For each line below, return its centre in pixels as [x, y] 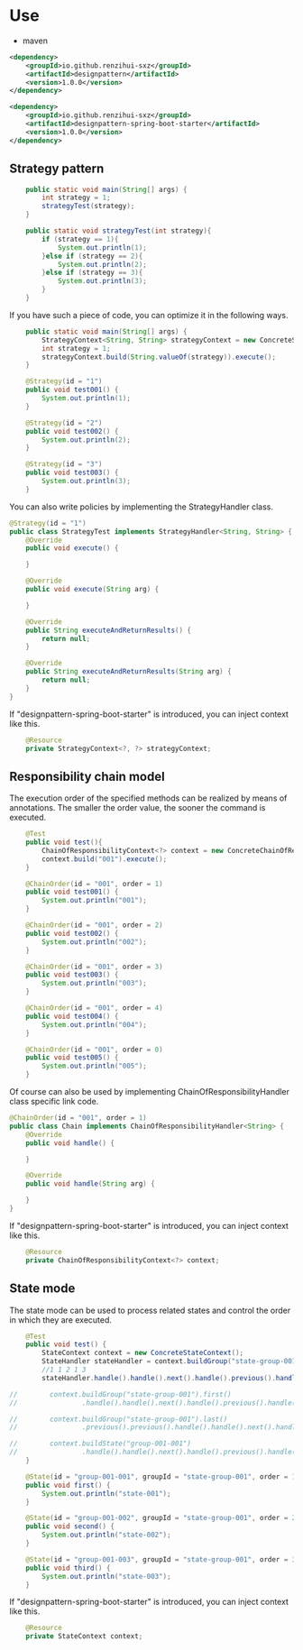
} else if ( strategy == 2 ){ [92, 256]
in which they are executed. [61, 1320]
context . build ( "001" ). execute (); [105, 859]
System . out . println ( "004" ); [94, 1024]
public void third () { [68, 1568]
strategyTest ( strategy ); [88, 206]
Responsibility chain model [87, 776]
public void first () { [68, 1485]
